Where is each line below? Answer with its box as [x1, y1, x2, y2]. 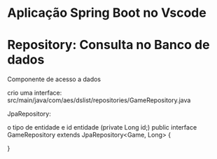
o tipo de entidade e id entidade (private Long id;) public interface [7, 123, 197, 132]
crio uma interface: [7, 89, 62, 97]
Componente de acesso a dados [7, 75, 101, 83]
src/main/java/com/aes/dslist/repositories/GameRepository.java [7, 96, 191, 104]
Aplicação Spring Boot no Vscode [7, 5, 206, 21]
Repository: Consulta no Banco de [7, 37, 210, 53]
